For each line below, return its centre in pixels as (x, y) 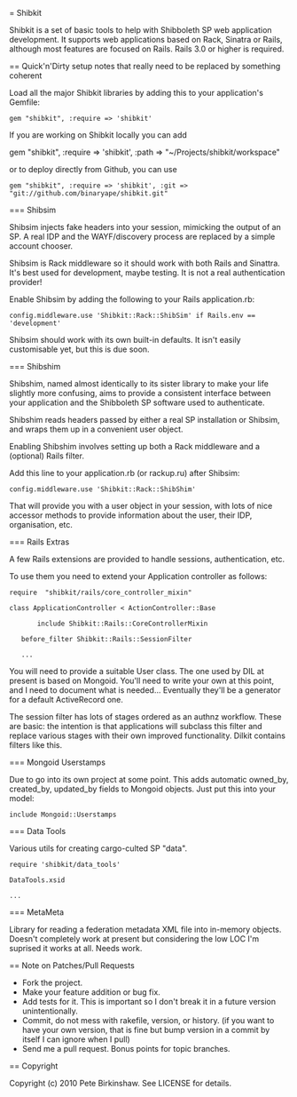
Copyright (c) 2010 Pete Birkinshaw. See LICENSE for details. (121, 1083)
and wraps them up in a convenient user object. (96, 429)
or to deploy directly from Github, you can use (93, 169)
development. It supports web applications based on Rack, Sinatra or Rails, (146, 40)
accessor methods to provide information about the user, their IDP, (131, 515)
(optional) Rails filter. (47, 456)
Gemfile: (25, 102)
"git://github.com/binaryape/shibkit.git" (89, 194)
